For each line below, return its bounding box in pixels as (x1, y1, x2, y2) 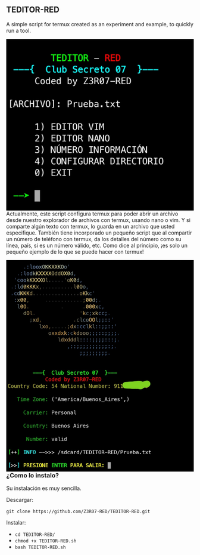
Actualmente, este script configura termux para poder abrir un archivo (6, 210, 179, 217)
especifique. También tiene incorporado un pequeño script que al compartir (6, 229, 192, 236)
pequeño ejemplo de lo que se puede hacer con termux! (6, 248, 144, 255)
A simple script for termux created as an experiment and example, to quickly (6, 20, 193, 27)
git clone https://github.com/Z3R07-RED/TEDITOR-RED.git (6, 508, 151, 514)
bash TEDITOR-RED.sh (14, 544, 66, 550)
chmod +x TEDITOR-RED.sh (14, 538, 77, 544)
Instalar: (6, 519, 26, 526)
